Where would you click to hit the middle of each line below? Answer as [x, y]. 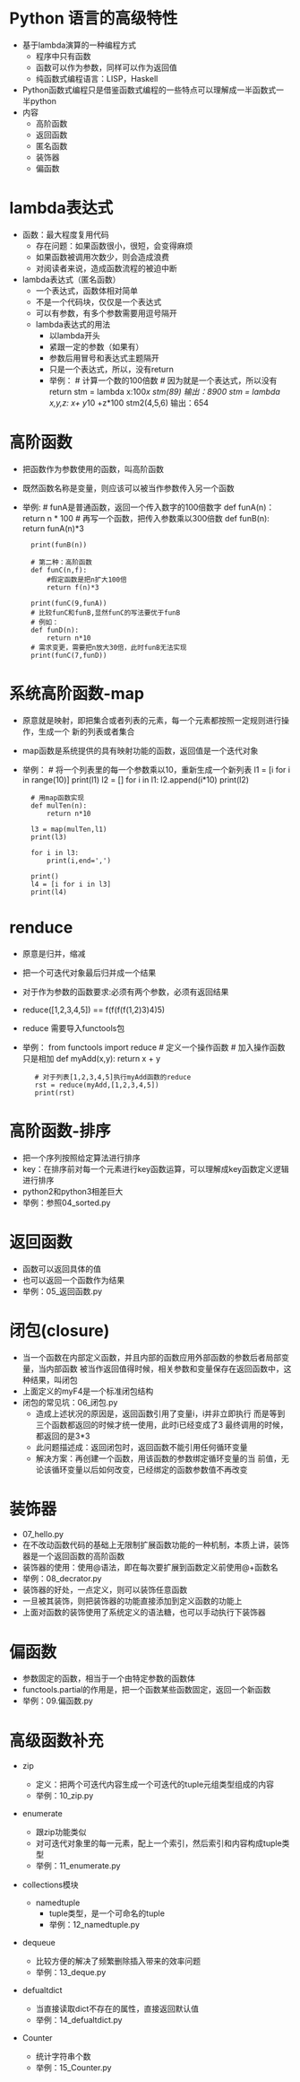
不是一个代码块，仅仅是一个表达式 [99, 302]
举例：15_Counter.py [73, 2068]
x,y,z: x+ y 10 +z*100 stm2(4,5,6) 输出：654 [129, 402]
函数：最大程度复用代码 [65, 234]
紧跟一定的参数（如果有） [96, 346]
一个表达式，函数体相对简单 [87, 290]
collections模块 [50, 1885]
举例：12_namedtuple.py [94, 1925]
